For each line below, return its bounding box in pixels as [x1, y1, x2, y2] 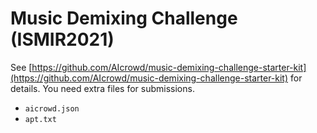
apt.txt [24, 114, 57, 124]
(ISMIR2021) [10, 28, 115, 51]
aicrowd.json [24, 103, 80, 114]
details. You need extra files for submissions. [10, 82, 195, 94]
